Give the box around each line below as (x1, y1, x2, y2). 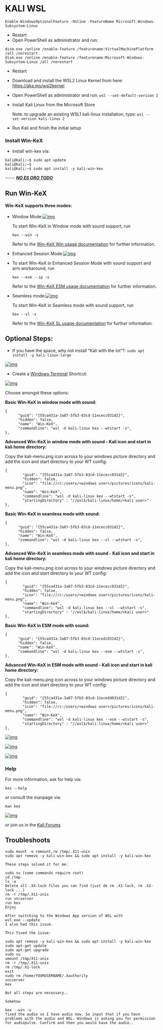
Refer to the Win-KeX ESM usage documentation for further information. (12, 283, 157, 289)
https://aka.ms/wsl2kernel (12, 83, 65, 89)
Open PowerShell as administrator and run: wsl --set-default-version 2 (12, 92, 159, 98)
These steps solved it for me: (5, 862, 69, 867)
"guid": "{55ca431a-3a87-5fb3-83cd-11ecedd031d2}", (22, 695, 130, 700)
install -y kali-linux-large (12, 353, 72, 358)
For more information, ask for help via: (5, 776, 82, 782)
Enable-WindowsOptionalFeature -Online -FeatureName (5, 19, 114, 24)
